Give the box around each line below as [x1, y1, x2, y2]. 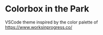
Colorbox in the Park [5, 3, 89, 14]
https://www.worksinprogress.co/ [5, 24, 72, 30]
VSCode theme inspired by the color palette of [5, 19, 98, 25]
